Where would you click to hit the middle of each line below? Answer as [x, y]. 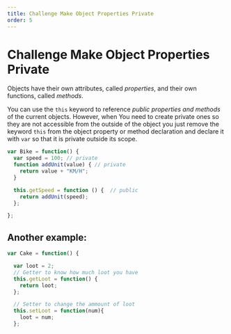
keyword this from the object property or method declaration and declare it [115, 132]
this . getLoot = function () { [56, 279]
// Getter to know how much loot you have [76, 272]
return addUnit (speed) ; [54, 197]
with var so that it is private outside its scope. [72, 139]
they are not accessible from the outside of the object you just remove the [113, 124]
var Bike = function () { [43, 152]
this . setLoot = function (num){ [59, 311]
